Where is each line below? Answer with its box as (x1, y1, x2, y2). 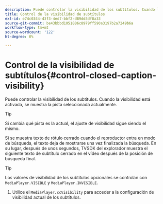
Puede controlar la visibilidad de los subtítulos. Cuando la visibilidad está (5, 96, 150, 102)
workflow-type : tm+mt (5, 25, 49, 30)
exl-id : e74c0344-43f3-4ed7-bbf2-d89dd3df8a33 (5, 16, 101, 21)
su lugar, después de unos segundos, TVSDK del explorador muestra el (5, 145, 148, 151)
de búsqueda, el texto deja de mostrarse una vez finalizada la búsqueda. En (5, 140, 157, 146)
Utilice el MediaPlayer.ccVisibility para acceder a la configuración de (12, 189, 154, 195)
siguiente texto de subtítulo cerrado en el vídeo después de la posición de (5, 150, 153, 156)
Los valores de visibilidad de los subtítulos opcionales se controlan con (5, 174, 147, 180)
